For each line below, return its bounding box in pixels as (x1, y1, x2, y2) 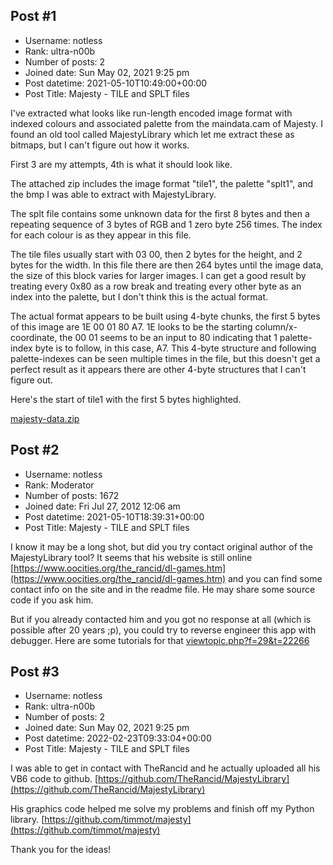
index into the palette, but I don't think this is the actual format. (10, 290, 269, 303)
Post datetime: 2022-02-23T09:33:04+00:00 (24, 732, 212, 744)
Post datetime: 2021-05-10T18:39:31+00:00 (24, 510, 205, 523)
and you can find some (227, 572, 323, 584)
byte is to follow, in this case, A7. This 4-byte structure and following (34, 342, 317, 354)
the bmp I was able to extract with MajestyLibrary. (10, 188, 217, 200)
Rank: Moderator (24, 479, 95, 491)
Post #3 (10, 664, 60, 681)
